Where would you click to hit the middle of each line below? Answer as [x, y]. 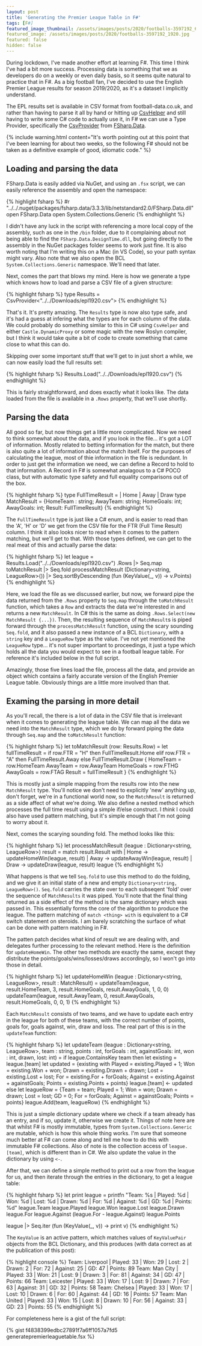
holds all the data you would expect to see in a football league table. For [95, 651]
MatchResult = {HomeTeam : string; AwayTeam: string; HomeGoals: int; [94, 501]
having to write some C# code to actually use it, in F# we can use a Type [96, 119]
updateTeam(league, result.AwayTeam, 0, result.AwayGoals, [81, 996]
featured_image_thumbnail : [40, 29]
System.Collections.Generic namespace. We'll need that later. [83, 264]
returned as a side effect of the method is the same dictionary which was [97, 902]
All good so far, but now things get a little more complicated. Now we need [99, 432]
